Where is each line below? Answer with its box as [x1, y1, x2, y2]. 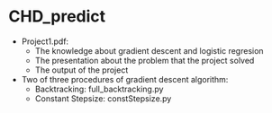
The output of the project [34, 65, 129, 75]
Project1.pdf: [21, 36, 69, 47]
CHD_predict [8, 6, 106, 27]
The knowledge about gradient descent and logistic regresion [34, 45, 264, 56]
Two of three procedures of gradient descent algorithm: [21, 74, 229, 84]
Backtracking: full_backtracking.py [34, 83, 164, 94]
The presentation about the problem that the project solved [34, 55, 255, 65]
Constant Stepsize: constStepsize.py [34, 92, 172, 104]
